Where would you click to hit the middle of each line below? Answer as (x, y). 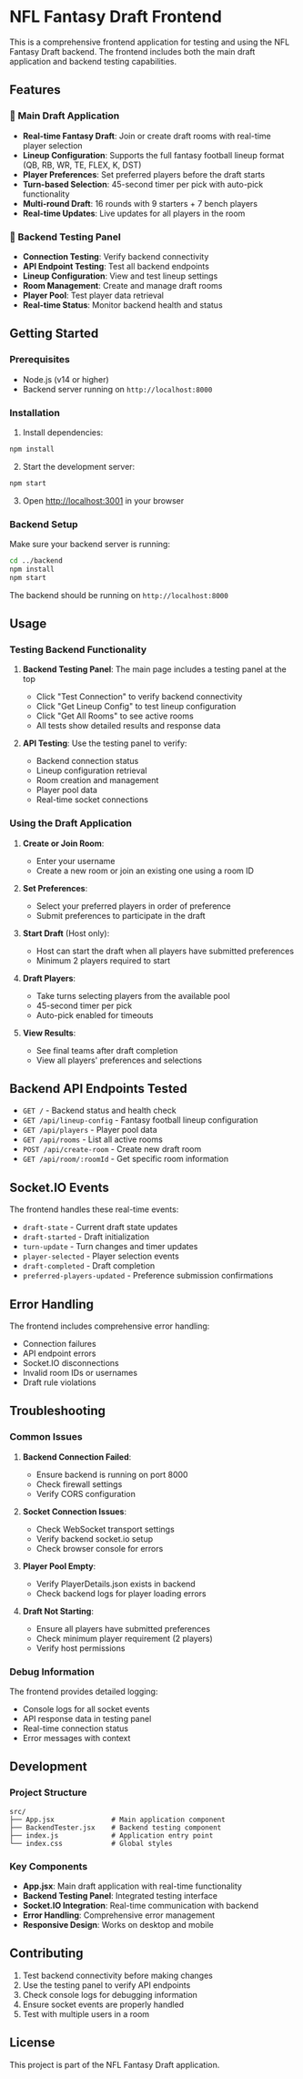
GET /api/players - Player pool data (90, 1130)
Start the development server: (79, 466)
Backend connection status (87, 761)
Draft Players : (49, 978)
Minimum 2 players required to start (103, 960)
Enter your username (76, 861)
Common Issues (46, 1437)
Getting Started (54, 334)
